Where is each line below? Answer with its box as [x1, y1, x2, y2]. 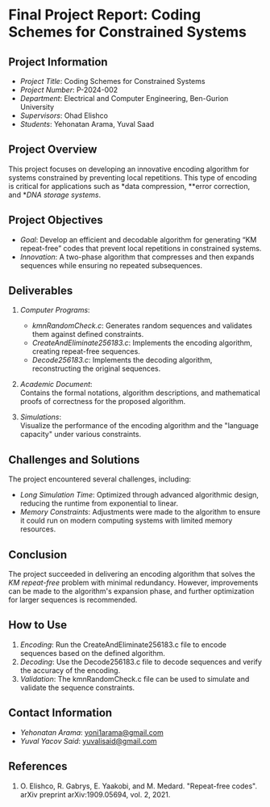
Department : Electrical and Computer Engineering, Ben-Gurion [19, 94, 229, 103]
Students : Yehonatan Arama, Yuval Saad [19, 120, 155, 128]
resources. [19, 524, 56, 534]
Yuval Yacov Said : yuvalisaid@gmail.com [19, 736, 157, 746]
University [19, 103, 55, 111]
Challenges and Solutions [8, 452, 140, 466]
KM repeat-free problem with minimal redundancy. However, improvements [8, 578, 259, 587]
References [8, 759, 68, 773]
